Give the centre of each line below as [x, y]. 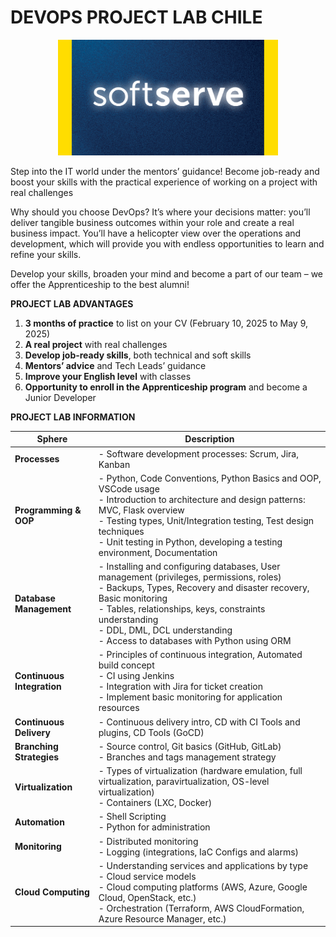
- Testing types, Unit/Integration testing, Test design [206, 520]
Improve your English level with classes [108, 376]
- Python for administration [154, 827]
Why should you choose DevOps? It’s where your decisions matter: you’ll [160, 212]
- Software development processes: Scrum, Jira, [198, 453]
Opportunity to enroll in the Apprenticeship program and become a [166, 387]
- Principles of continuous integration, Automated [200, 655]
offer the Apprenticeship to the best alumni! [100, 284]
